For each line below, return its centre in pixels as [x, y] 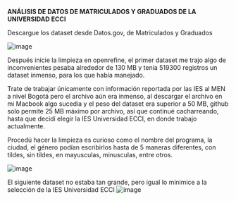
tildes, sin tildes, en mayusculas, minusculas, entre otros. [90, 155]
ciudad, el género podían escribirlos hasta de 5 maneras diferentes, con [112, 147]
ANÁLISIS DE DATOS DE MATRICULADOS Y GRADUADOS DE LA [102, 12]
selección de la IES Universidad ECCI [61, 190]
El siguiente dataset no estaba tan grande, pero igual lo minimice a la [107, 182]
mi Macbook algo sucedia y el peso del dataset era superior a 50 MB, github [118, 104]
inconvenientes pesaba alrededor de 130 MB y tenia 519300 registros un [112, 67]
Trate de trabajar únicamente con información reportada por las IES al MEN [116, 89]
